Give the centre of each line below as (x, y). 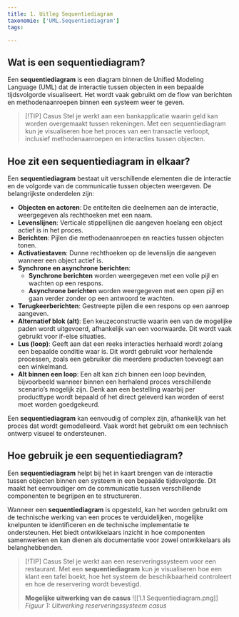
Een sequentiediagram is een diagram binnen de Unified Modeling (106, 80)
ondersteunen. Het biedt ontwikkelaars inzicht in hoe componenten (106, 532)
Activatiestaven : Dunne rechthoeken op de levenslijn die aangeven (117, 253)
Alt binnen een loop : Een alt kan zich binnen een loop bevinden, (112, 374)
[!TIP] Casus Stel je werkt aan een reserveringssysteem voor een (120, 561)
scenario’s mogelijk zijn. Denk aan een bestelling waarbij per (106, 389)
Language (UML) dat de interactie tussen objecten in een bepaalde (106, 87)
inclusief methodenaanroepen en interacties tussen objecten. (115, 139)
